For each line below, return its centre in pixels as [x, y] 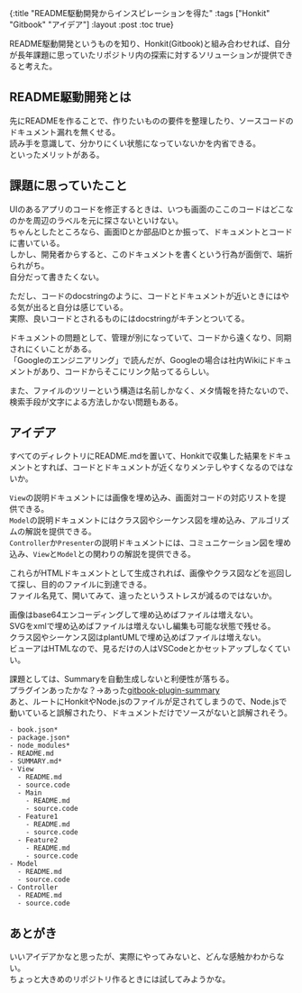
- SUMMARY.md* [36, 761]
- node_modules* [40, 746]
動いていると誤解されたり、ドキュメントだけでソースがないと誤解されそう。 [151, 713]
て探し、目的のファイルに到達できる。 [80, 585]
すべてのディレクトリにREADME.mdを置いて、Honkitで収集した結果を [139, 456]
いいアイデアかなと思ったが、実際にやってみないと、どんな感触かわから [143, 957]
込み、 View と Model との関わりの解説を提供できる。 [103, 554]
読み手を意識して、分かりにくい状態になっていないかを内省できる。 [135, 143]
